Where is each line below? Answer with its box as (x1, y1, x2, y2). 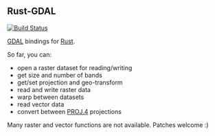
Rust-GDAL (7, 5, 56, 17)
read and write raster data (16, 85, 91, 93)
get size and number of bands (16, 71, 103, 79)
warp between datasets (16, 93, 84, 101)
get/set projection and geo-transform (16, 78, 123, 87)
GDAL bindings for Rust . (7, 37, 76, 45)
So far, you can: (7, 50, 52, 58)
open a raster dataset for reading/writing (16, 63, 133, 71)
